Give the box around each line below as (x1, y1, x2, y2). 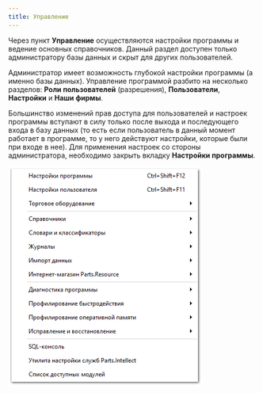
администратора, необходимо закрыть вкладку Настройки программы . (8, 151, 256, 160)
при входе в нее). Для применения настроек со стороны (8, 142, 201, 151)
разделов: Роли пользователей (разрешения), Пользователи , (8, 84, 220, 94)
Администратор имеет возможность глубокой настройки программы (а (8, 67, 253, 77)
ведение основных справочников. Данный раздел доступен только (8, 44, 238, 53)
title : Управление (8, 13, 69, 21)
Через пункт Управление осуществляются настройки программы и (8, 36, 239, 45)
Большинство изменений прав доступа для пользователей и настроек (8, 108, 248, 118)
